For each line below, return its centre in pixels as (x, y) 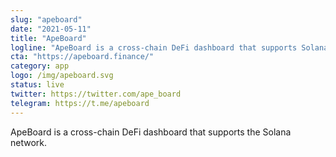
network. (29, 142)
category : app (40, 66)
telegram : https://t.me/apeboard (80, 103)
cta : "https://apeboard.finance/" (82, 57)
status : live (37, 85)
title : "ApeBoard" (48, 38)
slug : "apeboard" (46, 19)
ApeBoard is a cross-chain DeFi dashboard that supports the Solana (151, 132)
